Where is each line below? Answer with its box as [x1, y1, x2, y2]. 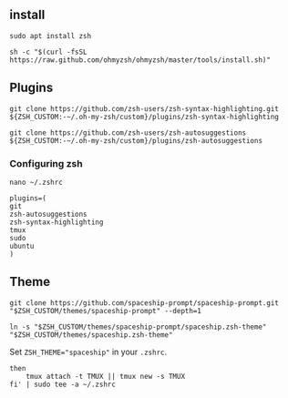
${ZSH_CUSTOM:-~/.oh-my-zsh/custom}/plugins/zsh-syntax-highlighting [9, 112, 280, 121]
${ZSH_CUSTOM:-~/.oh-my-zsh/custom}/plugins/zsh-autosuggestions [9, 136, 262, 145]
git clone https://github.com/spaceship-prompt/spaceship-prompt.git [9, 298, 280, 308]
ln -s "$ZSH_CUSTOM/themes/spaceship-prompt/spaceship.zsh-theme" [9, 322, 267, 332]
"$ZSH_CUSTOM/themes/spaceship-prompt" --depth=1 [9, 306, 202, 315]
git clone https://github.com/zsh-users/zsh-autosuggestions [9, 128, 247, 138]
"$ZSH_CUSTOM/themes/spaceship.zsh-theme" [9, 330, 173, 340]
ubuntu [9, 241, 35, 250]
